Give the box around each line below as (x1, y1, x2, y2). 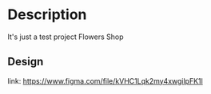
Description (7, 6, 87, 24)
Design (7, 55, 44, 69)
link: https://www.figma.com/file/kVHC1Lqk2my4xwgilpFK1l (7, 76, 203, 85)
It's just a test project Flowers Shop (7, 32, 125, 41)
